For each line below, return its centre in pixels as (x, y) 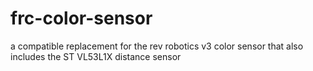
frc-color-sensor (81, 18)
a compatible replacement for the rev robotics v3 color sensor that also (157, 46)
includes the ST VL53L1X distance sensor (96, 56)
